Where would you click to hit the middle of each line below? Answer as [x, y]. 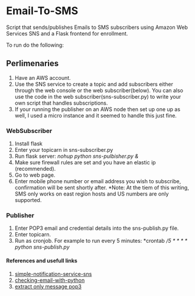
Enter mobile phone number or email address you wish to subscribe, [98, 181]
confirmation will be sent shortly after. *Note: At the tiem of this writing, [102, 188]
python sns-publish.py [42, 247]
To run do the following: [35, 45]
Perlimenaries [32, 64]
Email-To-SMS [42, 11]
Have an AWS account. [43, 77]
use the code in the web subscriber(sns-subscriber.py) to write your [98, 96]
